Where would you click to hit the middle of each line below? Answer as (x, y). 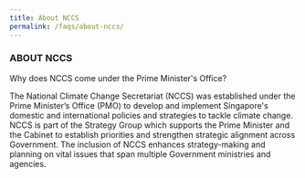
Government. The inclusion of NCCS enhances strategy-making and (137, 144)
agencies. (28, 163)
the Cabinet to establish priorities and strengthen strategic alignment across (152, 134)
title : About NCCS (44, 18)
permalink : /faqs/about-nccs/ (67, 26)
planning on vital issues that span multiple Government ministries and (140, 154)
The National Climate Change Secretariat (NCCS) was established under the (152, 96)
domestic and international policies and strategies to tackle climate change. (152, 115)
